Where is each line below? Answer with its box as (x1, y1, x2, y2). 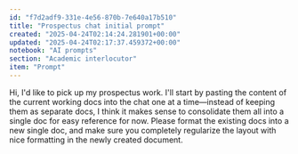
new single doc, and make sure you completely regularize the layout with (9, 125, 277, 135)
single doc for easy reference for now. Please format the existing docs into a (9, 115, 289, 126)
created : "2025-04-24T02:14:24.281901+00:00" (9, 29, 181, 38)
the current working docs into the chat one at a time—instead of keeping (9, 96, 276, 107)
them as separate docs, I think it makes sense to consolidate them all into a (9, 106, 285, 117)
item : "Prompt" (9, 63, 66, 72)
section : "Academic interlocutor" (9, 54, 138, 63)
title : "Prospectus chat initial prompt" (9, 21, 165, 30)
